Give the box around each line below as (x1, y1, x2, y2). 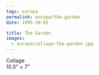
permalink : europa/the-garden (6, 14, 81, 20)
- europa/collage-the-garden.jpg (11, 41, 94, 47)
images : (6, 36, 25, 42)
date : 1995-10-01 (6, 19, 49, 25)
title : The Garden (6, 30, 51, 36)
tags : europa (6, 8, 38, 15)
